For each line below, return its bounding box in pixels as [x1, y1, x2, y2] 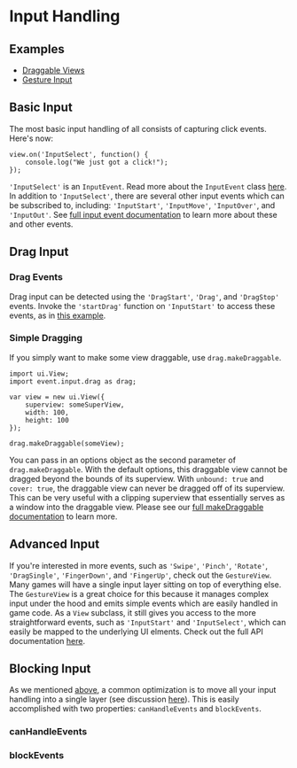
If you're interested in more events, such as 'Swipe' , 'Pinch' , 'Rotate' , [9, 560, 269, 570]
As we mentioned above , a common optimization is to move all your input [9, 685, 277, 695]
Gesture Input [21, 74, 73, 85]
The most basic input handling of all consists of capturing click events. [9, 123, 268, 134]
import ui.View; [9, 369, 69, 378]
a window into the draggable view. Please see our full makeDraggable [9, 501, 264, 512]
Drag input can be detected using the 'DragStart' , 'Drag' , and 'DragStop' [9, 291, 279, 302]
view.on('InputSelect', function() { [9, 150, 149, 159]
